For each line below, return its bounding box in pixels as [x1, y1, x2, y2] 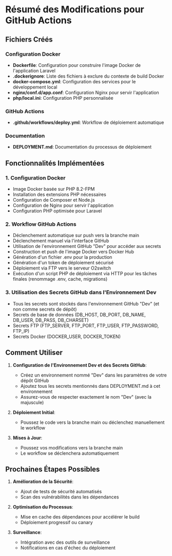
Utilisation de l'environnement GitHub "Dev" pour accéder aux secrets [12, 243, 161, 249]
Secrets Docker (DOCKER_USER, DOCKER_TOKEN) [12, 333, 121, 339]
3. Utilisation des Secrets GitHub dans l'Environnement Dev [5, 289, 157, 296]
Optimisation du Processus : [12, 504, 73, 510]
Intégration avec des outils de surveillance [20, 539, 110, 546]
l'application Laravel [12, 67, 55, 74]
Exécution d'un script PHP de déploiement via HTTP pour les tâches [12, 271, 157, 277]
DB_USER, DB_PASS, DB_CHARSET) [12, 317, 89, 323]
